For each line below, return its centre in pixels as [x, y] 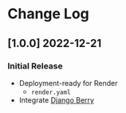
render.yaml [51, 92]
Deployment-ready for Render [68, 83]
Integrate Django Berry [57, 99]
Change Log [48, 14]
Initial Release [35, 66]
